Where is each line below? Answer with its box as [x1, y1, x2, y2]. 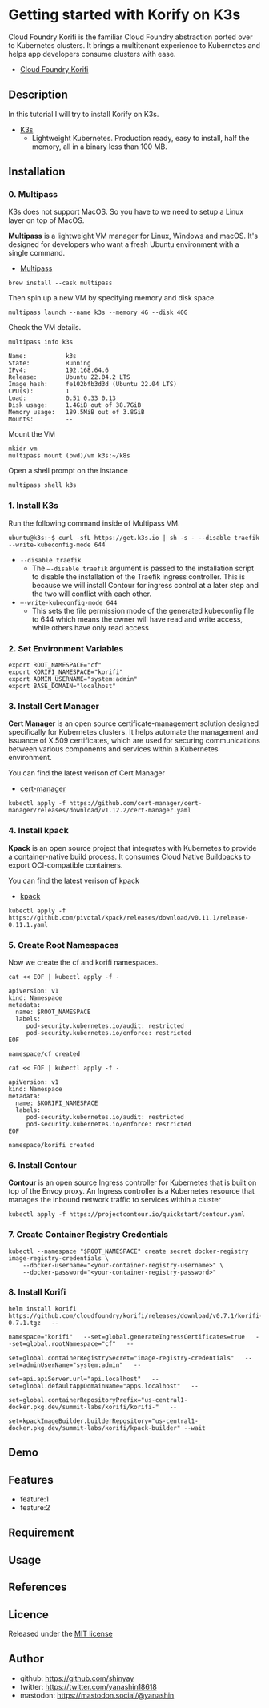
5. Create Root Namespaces [8, 939, 119, 950]
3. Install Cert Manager [8, 700, 100, 711]
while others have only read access [31, 622, 150, 632]
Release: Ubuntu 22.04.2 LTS [8, 373, 130, 381]
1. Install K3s [8, 500, 58, 511]
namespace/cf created [8, 1049, 81, 1058]
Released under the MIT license [8, 1629, 114, 1638]
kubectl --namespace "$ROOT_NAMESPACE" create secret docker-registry [8, 1247, 249, 1255]
